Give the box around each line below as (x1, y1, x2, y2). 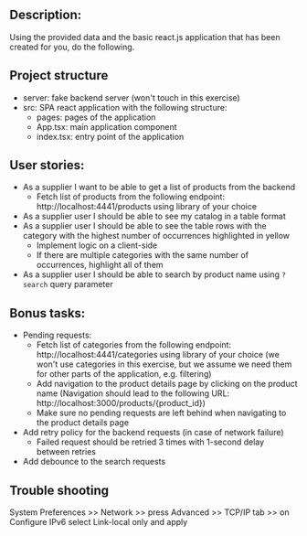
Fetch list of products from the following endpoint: (36, 191, 226, 202)
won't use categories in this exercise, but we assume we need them (36, 359, 292, 370)
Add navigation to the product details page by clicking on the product (36, 379, 299, 390)
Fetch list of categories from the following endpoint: (36, 339, 231, 350)
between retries (36, 446, 96, 457)
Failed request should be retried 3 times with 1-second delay (36, 436, 265, 447)
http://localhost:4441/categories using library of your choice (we (36, 349, 281, 360)
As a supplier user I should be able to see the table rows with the (22, 220, 267, 231)
